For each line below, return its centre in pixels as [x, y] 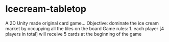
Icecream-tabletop [46, 9]
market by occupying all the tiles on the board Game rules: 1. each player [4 [85, 28]
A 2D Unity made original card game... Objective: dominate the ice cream [82, 23]
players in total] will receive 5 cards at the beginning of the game [74, 34]
